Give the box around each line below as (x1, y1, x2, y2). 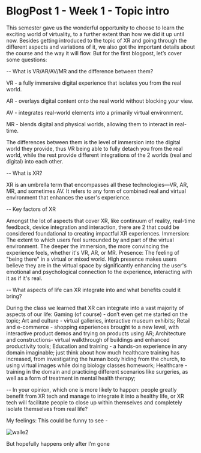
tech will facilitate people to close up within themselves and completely (6, 398, 182, 406)
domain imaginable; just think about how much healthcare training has (6, 348, 180, 356)
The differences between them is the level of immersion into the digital (6, 138, 181, 145)
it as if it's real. (6, 275, 43, 282)
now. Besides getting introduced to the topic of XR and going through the (6, 37, 187, 44)
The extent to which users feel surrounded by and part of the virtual (6, 236, 174, 243)
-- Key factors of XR (6, 205, 56, 213)
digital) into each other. (6, 157, 64, 165)
